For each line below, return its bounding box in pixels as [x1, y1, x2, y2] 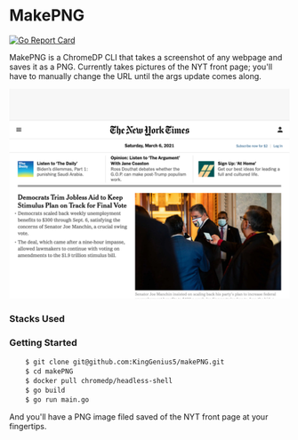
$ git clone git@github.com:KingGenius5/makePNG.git [25, 357, 225, 367]
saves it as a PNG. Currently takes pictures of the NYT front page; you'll [9, 61, 273, 72]
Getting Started [9, 336, 77, 348]
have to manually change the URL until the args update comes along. [9, 70, 262, 81]
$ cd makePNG [25, 367, 74, 376]
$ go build [25, 386, 66, 395]
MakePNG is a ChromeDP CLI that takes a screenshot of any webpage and [9, 52, 283, 62]
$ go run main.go [25, 395, 90, 404]
